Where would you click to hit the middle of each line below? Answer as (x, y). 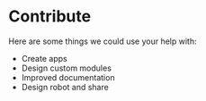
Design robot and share (65, 87)
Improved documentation (68, 77)
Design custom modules (66, 68)
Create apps (45, 58)
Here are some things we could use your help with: (103, 41)
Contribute (50, 17)
